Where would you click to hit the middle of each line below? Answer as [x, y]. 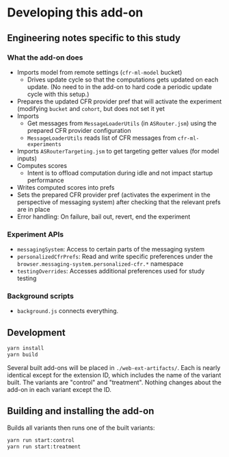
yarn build [23, 355]
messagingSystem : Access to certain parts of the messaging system [111, 249]
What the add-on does [45, 58]
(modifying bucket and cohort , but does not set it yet [91, 108]
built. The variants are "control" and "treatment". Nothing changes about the [114, 382]
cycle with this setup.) [58, 94]
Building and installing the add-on [81, 411]
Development [37, 333]
